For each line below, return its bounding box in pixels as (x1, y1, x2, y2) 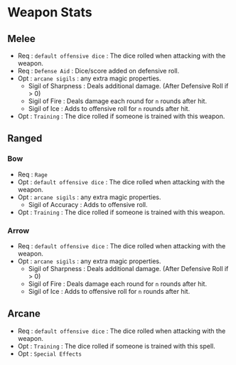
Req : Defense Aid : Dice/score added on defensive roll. (17, 67, 180, 75)
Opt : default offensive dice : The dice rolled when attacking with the (17, 177, 225, 186)
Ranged (7, 132, 43, 144)
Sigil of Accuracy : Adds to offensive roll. (28, 200, 148, 208)
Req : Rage (17, 170, 48, 179)
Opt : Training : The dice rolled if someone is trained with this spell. (17, 342, 215, 350)
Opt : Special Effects (17, 349, 82, 358)
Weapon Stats (7, 4, 92, 21)
